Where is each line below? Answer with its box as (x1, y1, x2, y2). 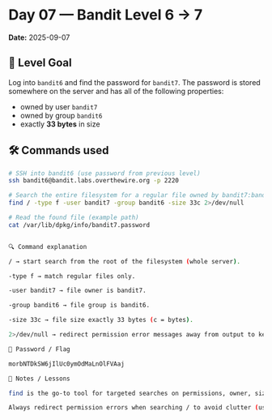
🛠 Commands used (8, 144, 109, 157)
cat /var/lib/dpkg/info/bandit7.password (8, 221, 151, 229)
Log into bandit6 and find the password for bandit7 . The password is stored (8, 77, 261, 87)
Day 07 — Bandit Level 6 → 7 (8, 6, 203, 24)
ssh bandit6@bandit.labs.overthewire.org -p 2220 (8, 177, 180, 185)
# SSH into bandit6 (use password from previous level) (8, 169, 201, 178)
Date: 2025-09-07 (8, 32, 70, 42)
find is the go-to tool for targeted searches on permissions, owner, (8, 389, 252, 397)
